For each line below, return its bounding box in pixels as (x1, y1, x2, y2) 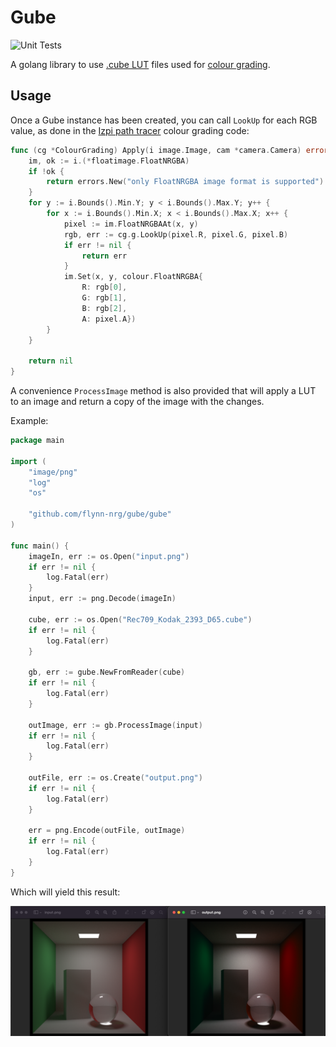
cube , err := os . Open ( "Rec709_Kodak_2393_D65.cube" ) (28, 614, 253, 625)
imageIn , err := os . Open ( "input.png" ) (28, 551, 190, 561)
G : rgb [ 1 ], (81, 293, 128, 303)
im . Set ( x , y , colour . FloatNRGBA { (63, 272, 203, 282)
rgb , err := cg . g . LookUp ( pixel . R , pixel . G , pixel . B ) (63, 229, 289, 240)
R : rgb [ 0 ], (81, 282, 128, 293)
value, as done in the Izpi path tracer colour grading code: (10, 124, 250, 136)
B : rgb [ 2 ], (81, 303, 128, 313)
